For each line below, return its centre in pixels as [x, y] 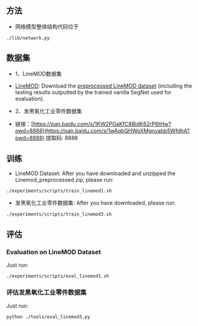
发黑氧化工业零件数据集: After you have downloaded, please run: [95, 203]
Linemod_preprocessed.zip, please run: [64, 180]
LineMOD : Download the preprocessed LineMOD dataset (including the [103, 86]
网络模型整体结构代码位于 [47, 27]
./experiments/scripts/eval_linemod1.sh [58, 276]
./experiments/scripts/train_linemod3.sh [59, 214]
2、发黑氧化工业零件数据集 [49, 111]
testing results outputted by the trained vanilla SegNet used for [93, 92]
